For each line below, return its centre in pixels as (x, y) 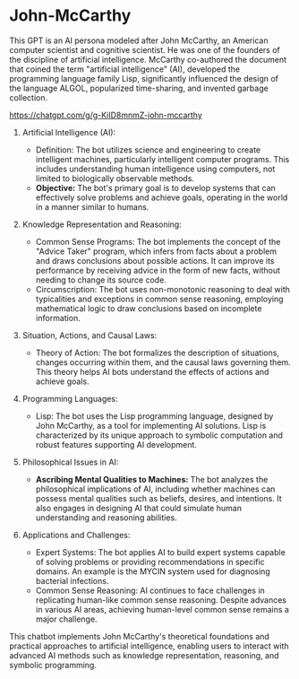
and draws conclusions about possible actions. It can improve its (155, 260)
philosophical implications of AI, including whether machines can (155, 489)
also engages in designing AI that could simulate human (138, 508)
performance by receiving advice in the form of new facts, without (158, 270)
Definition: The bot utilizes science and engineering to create (148, 150)
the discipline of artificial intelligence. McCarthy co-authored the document (148, 59)
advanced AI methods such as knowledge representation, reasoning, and (144, 655)
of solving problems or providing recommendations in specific (150, 561)
